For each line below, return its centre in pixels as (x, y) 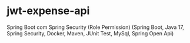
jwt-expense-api (48, 11)
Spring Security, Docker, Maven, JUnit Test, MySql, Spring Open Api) (90, 33)
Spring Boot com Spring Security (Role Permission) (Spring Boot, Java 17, (95, 27)
